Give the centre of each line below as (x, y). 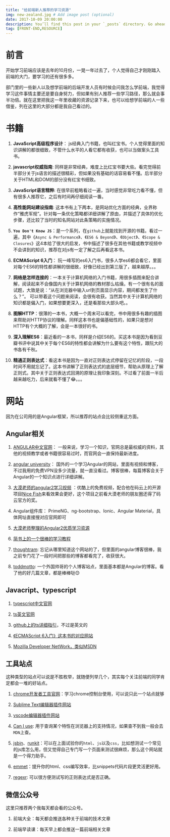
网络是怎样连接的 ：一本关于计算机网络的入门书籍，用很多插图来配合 (84, 277)
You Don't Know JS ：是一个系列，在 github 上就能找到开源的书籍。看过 (86, 231)
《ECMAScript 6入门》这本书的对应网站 (53, 635)
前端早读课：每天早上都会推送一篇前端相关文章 (62, 829)
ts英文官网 (24, 614)
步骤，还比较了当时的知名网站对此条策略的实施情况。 (68, 220)
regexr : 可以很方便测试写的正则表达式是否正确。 (63, 777)
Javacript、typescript (41, 590)
